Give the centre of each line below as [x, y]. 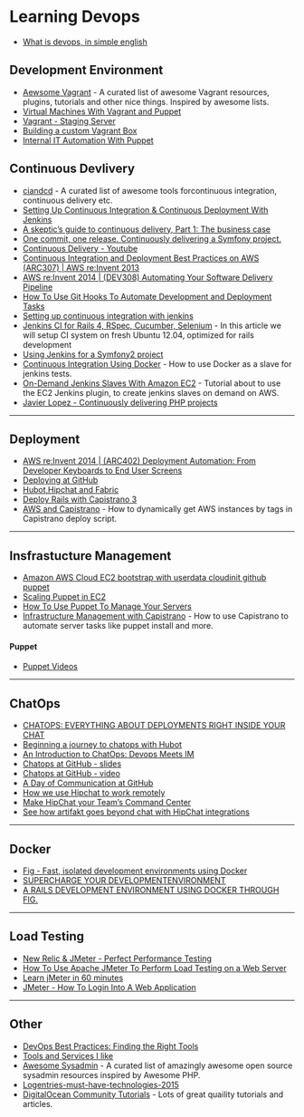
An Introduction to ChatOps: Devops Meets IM [108, 755]
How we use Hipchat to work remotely [94, 793]
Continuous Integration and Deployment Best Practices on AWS [141, 258]
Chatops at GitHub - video [71, 774]
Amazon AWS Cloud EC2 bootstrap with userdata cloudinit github [144, 578]
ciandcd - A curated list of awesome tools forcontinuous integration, [150, 190]
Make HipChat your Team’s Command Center [107, 803]
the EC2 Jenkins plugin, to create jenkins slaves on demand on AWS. [151, 392]
